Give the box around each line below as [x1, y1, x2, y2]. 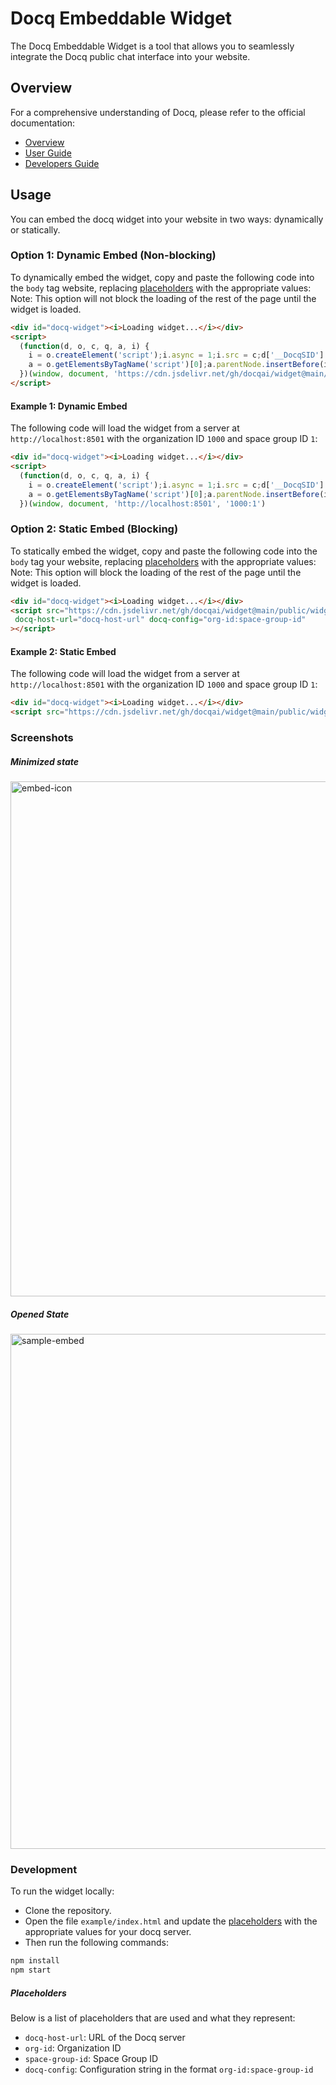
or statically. [10, 223, 61, 236]
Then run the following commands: [24, 1937, 169, 1949]
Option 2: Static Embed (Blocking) [10, 522, 179, 536]
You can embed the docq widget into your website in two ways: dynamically [10, 213, 324, 225]
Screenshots [10, 731, 74, 745]
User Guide [24, 147, 72, 159]
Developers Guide [24, 157, 100, 169]
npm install [10, 1956, 60, 1966]
